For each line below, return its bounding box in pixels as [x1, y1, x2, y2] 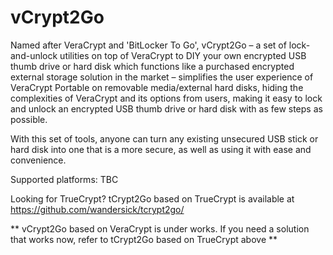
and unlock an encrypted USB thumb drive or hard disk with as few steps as [10, 102, 323, 115]
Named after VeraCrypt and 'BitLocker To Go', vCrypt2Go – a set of [10, 39, 287, 51]
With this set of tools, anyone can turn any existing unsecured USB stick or [10, 132, 319, 145]
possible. [10, 113, 48, 125]
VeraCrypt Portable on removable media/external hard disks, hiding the [10, 81, 304, 93]
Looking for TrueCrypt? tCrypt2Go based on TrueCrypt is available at [10, 192, 295, 205]
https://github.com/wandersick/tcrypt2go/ [10, 203, 185, 215]
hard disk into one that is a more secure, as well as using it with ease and [10, 143, 312, 155]
